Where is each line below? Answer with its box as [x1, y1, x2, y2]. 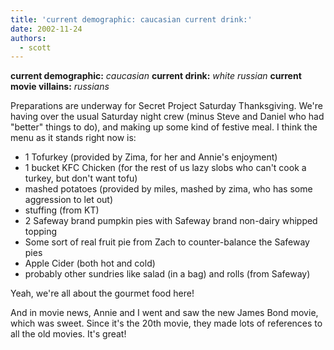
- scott [19, 42, 52, 53]
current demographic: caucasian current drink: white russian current [10, 70, 302, 82]
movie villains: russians [10, 81, 110, 93]
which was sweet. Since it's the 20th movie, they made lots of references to [10, 317, 323, 330]
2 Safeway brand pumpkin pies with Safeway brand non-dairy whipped [24, 215, 318, 227]
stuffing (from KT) [24, 204, 100, 216]
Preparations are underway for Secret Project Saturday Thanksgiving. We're [10, 100, 323, 112]
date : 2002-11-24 [10, 24, 83, 34]
